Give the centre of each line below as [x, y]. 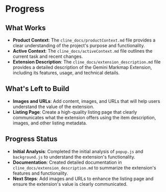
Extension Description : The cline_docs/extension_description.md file [87, 62]
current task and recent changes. [48, 56]
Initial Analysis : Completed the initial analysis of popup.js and [78, 151]
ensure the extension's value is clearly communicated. [70, 184]
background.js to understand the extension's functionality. [74, 157]
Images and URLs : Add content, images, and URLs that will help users [86, 101]
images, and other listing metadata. [50, 123]
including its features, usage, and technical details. [66, 73]
